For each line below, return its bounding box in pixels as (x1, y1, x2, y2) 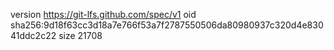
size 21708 (58, 30, 103, 41)
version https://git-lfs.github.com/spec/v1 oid (10, 9, 197, 20)
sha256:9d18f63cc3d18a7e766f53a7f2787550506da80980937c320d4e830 (10, 19, 324, 31)
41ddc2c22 (10, 30, 57, 41)
